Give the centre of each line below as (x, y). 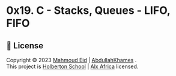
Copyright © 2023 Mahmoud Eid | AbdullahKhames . (71, 60)
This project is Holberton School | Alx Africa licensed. (72, 66)
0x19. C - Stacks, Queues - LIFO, (88, 11)
